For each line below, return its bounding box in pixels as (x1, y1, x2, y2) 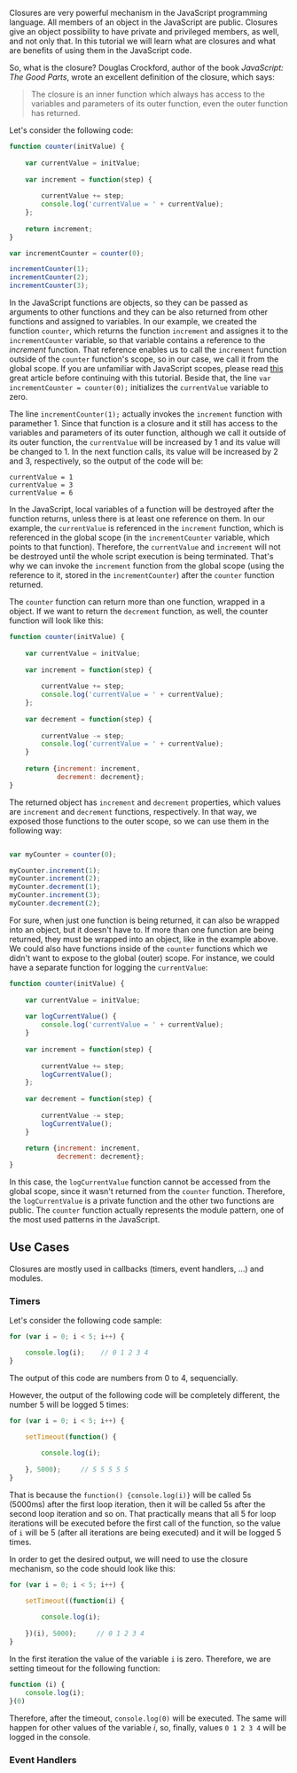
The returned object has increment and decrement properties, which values (9, 797, 281, 808)
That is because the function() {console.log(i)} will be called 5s (9, 1489, 252, 1500)
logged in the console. (9, 1731, 91, 1742)
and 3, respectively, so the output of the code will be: (9, 456, 204, 466)
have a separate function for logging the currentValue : (9, 962, 208, 972)
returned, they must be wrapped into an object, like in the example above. (9, 933, 279, 944)
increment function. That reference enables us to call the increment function (9, 345, 287, 355)
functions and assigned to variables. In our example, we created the (9, 316, 257, 326)
